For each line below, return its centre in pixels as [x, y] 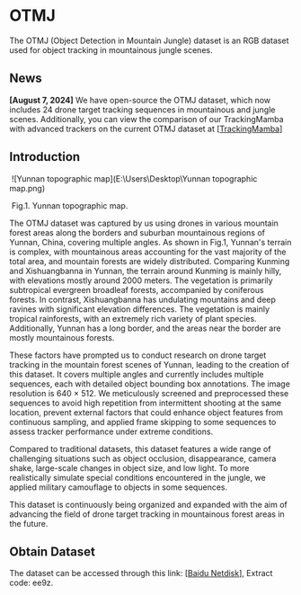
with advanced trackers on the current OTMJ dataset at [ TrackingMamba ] [146, 129]
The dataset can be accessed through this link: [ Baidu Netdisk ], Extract [141, 573]
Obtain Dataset [53, 551]
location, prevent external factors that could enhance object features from [146, 412]
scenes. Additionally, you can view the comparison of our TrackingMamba [147, 119]
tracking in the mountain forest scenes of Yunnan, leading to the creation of [149, 364]
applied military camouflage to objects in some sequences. [118, 487]
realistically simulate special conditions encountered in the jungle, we [138, 477]
